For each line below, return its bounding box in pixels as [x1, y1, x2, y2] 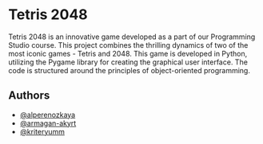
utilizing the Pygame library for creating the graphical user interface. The [8, 57, 248, 67]
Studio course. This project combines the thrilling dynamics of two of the [8, 40, 249, 49]
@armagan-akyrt [19, 118, 77, 128]
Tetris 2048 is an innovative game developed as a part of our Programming [8, 32, 256, 41]
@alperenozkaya [19, 110, 76, 119]
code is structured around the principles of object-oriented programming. [8, 65, 250, 75]
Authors [8, 89, 50, 103]
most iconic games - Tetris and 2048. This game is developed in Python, [8, 49, 248, 58]
